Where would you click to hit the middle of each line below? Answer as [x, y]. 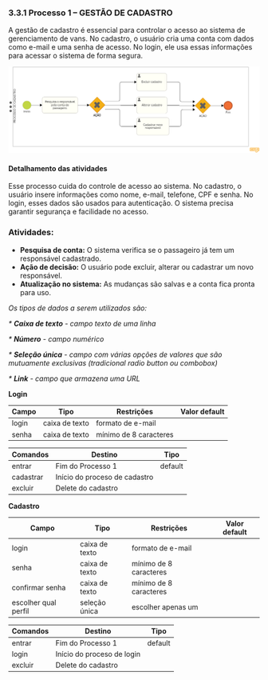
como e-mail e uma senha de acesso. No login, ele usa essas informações [130, 47]
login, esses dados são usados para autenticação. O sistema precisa [121, 203]
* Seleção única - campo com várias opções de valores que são [115, 354]
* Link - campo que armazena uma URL [75, 378]
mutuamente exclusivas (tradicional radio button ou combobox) [113, 362]
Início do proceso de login [98, 654]
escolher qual [34, 602]
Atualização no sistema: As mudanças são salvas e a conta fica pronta [137, 284]
